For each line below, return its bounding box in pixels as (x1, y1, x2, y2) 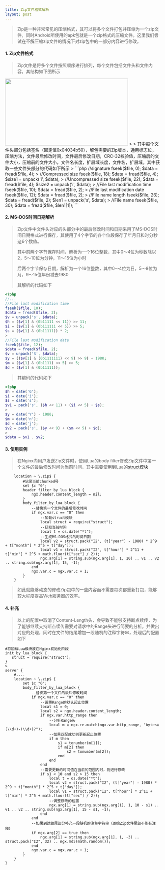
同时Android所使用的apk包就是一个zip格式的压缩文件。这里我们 (26, 32, 155, 38)
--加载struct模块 (40, 516, 73, 520)
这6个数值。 (17, 238, 42, 244)
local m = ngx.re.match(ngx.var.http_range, (49, 722, 141, 727)
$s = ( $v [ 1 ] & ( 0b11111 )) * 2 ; (5, 328, 69, 333)
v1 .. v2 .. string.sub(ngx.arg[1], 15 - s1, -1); (5, 807, 111, 812)
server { (5, 668, 23, 673)
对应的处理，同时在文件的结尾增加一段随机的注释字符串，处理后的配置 (17, 629, 160, 635)
